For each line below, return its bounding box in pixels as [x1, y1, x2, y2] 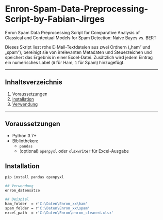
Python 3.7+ [12, 132, 37, 138]
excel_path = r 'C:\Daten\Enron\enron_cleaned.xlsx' [5, 210, 114, 215]
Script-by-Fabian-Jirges [5, 14, 105, 25]
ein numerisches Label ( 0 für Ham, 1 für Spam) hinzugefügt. [5, 59, 125, 65]
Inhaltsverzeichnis [5, 78, 63, 87]
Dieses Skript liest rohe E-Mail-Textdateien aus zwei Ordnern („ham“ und [5, 44, 150, 50]
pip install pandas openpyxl [5, 175, 64, 180]
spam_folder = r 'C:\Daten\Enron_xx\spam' [5, 205, 90, 211]
